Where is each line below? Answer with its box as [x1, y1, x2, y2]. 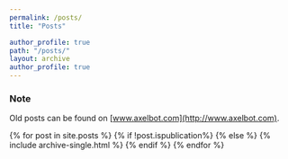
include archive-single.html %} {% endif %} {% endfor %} [9, 140, 225, 151]
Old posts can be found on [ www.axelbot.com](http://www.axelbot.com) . [9, 113, 280, 124]
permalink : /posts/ [9, 13, 83, 22]
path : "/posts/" [9, 46, 70, 55]
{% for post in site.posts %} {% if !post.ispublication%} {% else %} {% [9, 130, 272, 141]
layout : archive [9, 55, 70, 64]
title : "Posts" [9, 22, 67, 31]
